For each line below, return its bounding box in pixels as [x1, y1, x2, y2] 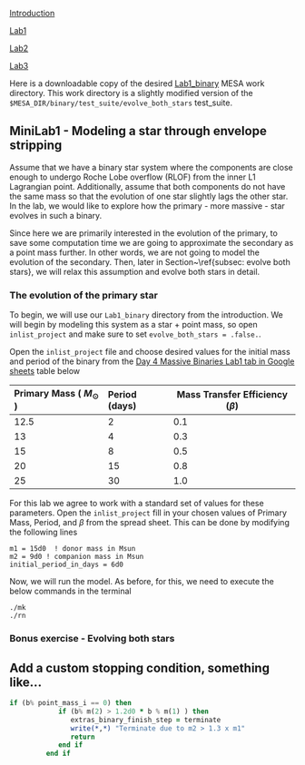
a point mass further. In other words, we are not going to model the [9, 247, 261, 258]
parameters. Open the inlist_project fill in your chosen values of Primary [9, 507, 288, 518]
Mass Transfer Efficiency [176, 387, 289, 400]
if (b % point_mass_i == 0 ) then [9, 699, 132, 708]
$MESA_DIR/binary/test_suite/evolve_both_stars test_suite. [9, 97, 233, 108]
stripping [9, 138, 63, 153]
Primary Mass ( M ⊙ [14, 387, 99, 402]
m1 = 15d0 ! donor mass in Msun [9, 544, 136, 554]
